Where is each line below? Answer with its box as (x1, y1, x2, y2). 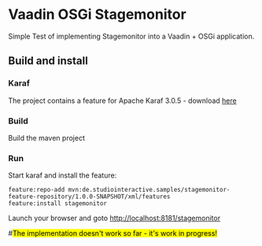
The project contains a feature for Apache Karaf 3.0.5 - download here (8, 96, 238, 105)
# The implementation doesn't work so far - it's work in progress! (8, 229, 218, 238)
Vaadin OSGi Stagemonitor (8, 6, 186, 24)
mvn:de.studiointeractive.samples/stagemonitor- (68, 186, 231, 194)
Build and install (8, 54, 88, 68)
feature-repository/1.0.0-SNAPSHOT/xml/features (8, 193, 171, 201)
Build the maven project (8, 133, 85, 142)
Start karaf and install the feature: (8, 171, 117, 180)
